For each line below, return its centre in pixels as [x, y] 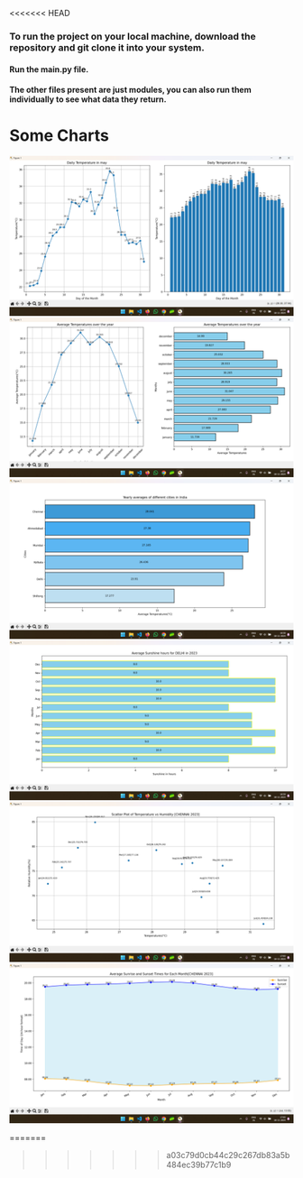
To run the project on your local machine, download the [133, 36]
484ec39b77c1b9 [199, 1165]
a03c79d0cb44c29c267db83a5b [228, 1155]
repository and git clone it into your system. [107, 47]
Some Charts [60, 136]
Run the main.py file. [49, 69]
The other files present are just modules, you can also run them [130, 90]
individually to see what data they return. [88, 99]
